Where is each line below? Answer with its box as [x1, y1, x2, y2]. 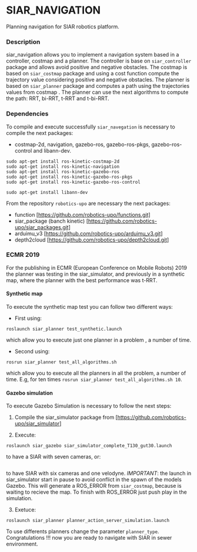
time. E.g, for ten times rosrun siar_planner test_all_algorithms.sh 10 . [6, 376, 182, 383]
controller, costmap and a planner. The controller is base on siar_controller [6, 57, 192, 65]
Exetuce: [14, 506, 36, 513]
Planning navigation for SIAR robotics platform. [6, 23, 119, 30]
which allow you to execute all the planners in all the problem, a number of [6, 369, 186, 377]
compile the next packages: [6, 129, 74, 136]
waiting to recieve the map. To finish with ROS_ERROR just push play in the [6, 488, 187, 495]
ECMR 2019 [6, 251, 40, 259]
